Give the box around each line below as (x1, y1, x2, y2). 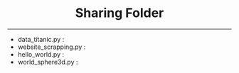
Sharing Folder (75, 5, 164, 21)
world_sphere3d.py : (17, 57, 78, 66)
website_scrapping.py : (17, 43, 86, 51)
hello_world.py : (17, 50, 65, 58)
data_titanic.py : (17, 35, 65, 43)
